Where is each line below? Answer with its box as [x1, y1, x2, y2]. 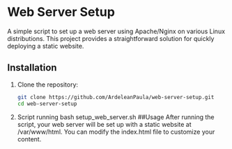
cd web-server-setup [17, 100, 77, 107]
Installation [7, 62, 57, 73]
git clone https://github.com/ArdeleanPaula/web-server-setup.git [17, 94, 215, 100]
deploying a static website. [7, 42, 84, 50]
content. [17, 134, 42, 143]
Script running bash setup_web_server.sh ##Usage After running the [17, 112, 215, 121]
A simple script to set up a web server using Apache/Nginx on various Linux [7, 27, 225, 35]
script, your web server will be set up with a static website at [17, 120, 192, 128]
